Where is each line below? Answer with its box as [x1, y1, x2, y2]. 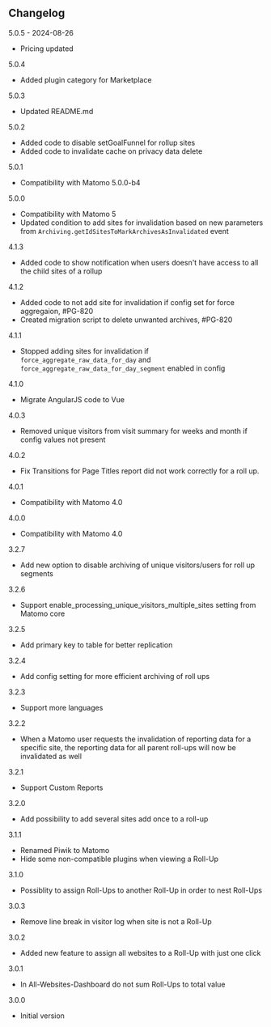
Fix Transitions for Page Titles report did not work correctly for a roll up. [19, 465, 260, 476]
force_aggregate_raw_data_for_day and [19, 354, 151, 364]
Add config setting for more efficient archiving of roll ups [19, 671, 210, 681]
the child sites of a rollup [19, 266, 103, 276]
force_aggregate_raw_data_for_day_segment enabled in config [19, 363, 226, 373]
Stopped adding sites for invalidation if [19, 346, 150, 355]
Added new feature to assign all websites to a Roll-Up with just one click [19, 948, 261, 957]
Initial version [19, 1011, 65, 1021]
